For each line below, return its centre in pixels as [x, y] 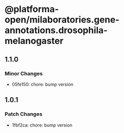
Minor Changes [24, 73]
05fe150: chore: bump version [43, 84]
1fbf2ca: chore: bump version [42, 125]
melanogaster [34, 41]
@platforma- [32, 9]
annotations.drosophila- [56, 30]
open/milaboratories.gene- [62, 20]
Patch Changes [24, 114]
